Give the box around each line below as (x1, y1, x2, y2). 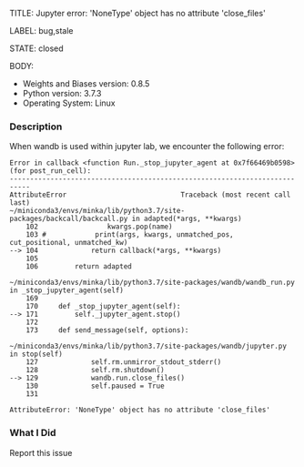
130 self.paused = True (25, 381, 166, 391)
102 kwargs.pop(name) (25, 222, 173, 231)
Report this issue (9, 447, 73, 458)
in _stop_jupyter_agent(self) (9, 286, 125, 295)
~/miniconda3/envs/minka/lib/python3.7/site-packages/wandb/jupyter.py (9, 341, 287, 351)
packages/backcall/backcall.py (9, 214, 128, 224)
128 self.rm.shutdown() (25, 366, 166, 375)
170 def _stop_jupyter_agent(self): (25, 302, 181, 311)
